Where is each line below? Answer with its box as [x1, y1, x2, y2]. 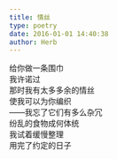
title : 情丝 [9, 12, 51, 22]
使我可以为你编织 [9, 96, 72, 107]
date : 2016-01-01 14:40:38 [9, 29, 109, 38]
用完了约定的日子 [9, 140, 72, 151]
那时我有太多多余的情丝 [9, 85, 95, 95]
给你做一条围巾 [9, 63, 64, 73]
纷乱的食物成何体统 [9, 118, 80, 129]
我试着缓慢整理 [9, 129, 64, 140]
